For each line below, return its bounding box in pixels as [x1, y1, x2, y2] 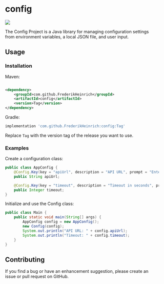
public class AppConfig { [5, 165, 58, 170]
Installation [5, 62, 33, 69]
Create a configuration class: [5, 156, 63, 162]
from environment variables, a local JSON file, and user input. [5, 34, 129, 39]
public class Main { [5, 210, 47, 215]
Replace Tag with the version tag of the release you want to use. [5, 133, 134, 138]
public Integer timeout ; [14, 188, 64, 192]
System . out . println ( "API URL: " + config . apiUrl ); [22, 228, 128, 233]
